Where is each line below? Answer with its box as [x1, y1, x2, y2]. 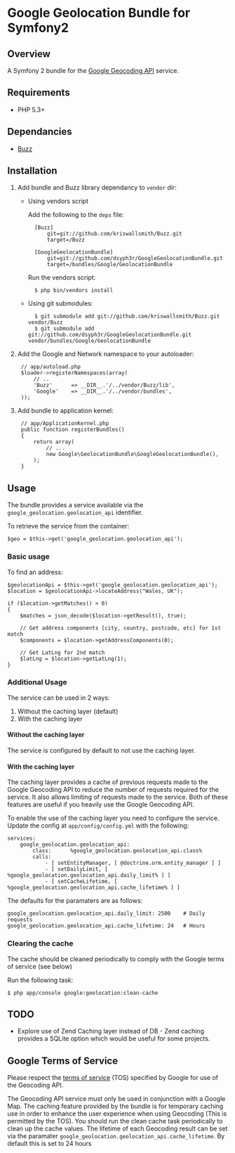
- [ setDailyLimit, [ [44, 866, 109, 873]
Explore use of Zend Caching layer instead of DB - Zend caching [17, 1027, 205, 1036]
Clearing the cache [7, 939, 74, 949]
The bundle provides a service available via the [7, 501, 144, 509]
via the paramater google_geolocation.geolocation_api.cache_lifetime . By [7, 1132, 225, 1140]
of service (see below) [7, 962, 72, 970]
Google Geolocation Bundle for [7, 5, 191, 21]
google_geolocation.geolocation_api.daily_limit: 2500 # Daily [7, 910, 206, 918]
